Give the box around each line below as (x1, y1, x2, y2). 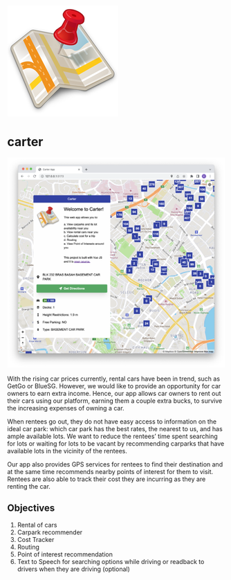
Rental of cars (17, 520, 57, 529)
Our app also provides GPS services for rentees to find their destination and (7, 460, 223, 469)
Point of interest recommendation (17, 550, 113, 559)
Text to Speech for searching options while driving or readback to (17, 557, 205, 565)
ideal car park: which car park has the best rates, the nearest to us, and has (7, 424, 223, 433)
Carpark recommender (17, 528, 83, 536)
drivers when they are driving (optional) (17, 565, 130, 573)
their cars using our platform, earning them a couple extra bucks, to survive (7, 397, 223, 405)
